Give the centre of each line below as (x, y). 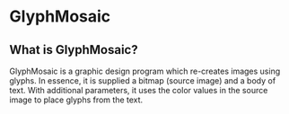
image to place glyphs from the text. (76, 100)
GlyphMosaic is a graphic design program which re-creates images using (145, 71)
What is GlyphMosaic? (74, 50)
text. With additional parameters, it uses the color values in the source (139, 90)
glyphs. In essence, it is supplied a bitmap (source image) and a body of (143, 81)
